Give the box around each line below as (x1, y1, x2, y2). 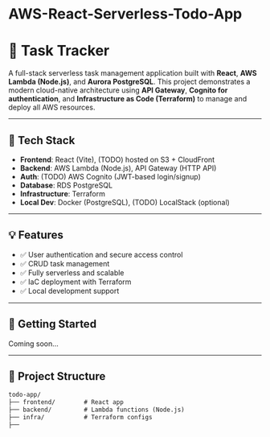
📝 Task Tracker (8, 42, 110, 60)
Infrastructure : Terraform (19, 188, 106, 198)
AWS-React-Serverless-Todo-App (8, 5, 243, 23)
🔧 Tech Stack (8, 134, 76, 147)
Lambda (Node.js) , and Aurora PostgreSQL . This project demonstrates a (8, 77, 251, 87)
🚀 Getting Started (8, 317, 97, 331)
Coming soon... (8, 339, 59, 348)
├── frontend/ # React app (8, 398, 125, 406)
